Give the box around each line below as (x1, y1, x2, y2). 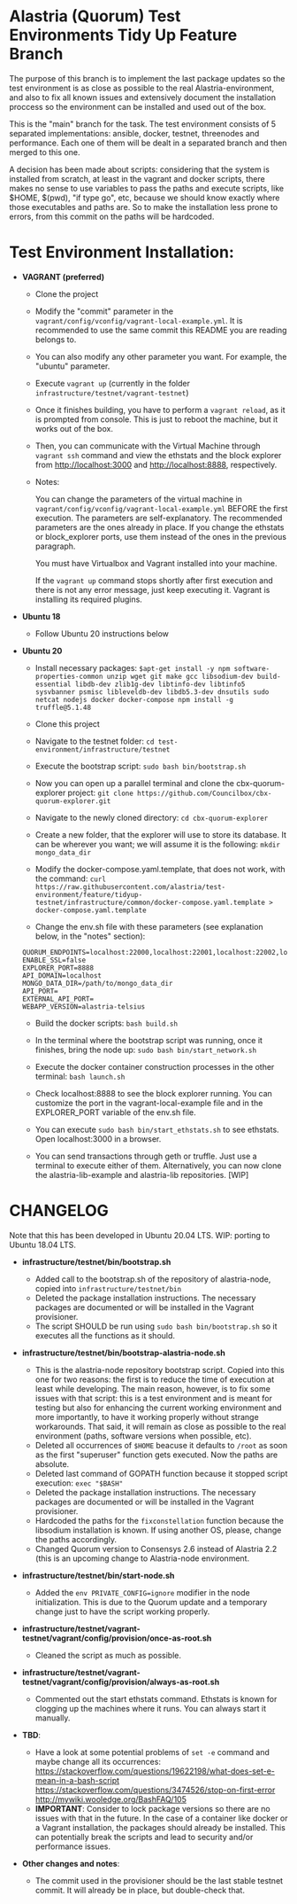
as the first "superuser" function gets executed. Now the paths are (34, 1449, 278, 1460)
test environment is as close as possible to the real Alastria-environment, (9, 82, 275, 93)
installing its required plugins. (34, 594, 143, 605)
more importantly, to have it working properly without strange (34, 1411, 259, 1422)
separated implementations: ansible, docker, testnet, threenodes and (9, 128, 260, 138)
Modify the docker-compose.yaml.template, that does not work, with (34, 863, 286, 874)
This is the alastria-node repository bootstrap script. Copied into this (34, 1364, 285, 1375)
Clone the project (34, 288, 99, 299)
